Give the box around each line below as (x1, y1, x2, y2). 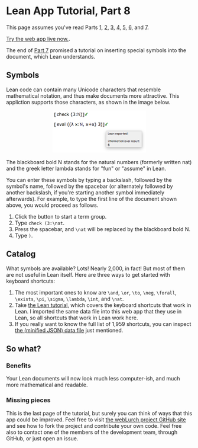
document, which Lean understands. (6, 53, 96, 60)
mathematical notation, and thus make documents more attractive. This (6, 92, 180, 99)
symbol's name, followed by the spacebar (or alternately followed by (6, 183, 173, 190)
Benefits (6, 361, 31, 370)
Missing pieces (6, 396, 51, 404)
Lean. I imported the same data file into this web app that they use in (14, 308, 182, 315)
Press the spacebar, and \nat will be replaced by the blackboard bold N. (14, 225, 191, 232)
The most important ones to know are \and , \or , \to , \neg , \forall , (14, 289, 177, 296)
